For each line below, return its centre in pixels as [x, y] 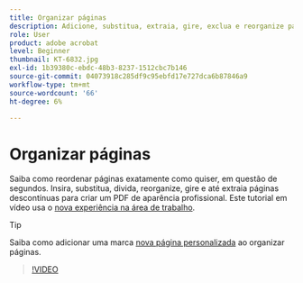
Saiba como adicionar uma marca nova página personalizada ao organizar [147, 242]
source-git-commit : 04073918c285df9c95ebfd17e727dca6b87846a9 [129, 77]
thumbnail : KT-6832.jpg [54, 59]
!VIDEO [45, 269]
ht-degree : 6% [36, 101]
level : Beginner [40, 51]
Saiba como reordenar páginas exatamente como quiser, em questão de [143, 179]
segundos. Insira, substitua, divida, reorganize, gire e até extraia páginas [144, 188]
